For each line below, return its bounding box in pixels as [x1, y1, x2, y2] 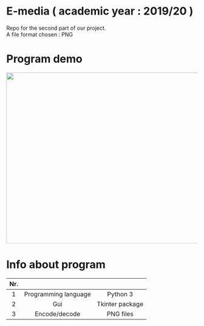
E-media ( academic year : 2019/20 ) [6, 4, 194, 18]
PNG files [106, 310, 134, 318]
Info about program [6, 258, 106, 271]
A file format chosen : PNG [6, 30, 73, 38]
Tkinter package [97, 299, 144, 308]
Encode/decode [34, 310, 81, 318]
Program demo [6, 52, 83, 66]
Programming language [24, 290, 91, 298]
